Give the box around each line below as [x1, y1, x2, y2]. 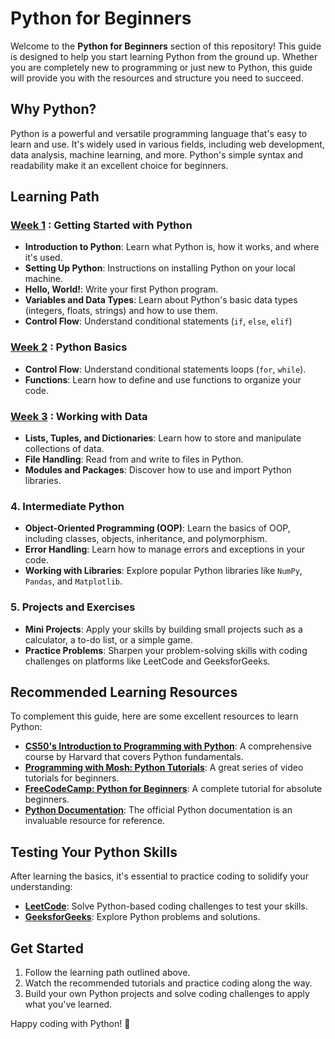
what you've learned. [24, 998, 113, 1011]
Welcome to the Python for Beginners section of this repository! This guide [10, 40, 322, 52]
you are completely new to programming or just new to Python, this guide [10, 61, 313, 73]
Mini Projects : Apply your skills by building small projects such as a [24, 623, 303, 635]
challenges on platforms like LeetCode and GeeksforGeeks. [24, 655, 271, 667]
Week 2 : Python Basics [10, 340, 128, 354]
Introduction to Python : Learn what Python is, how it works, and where [24, 241, 320, 253]
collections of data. [24, 443, 105, 455]
